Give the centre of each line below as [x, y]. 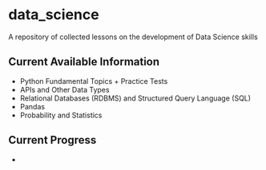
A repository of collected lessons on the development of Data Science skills [133, 37]
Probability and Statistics [61, 115]
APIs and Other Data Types [64, 89]
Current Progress [52, 140]
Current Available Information [84, 62]
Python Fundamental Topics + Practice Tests [94, 81]
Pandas [32, 106]
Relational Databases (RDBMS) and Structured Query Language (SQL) [135, 98]
